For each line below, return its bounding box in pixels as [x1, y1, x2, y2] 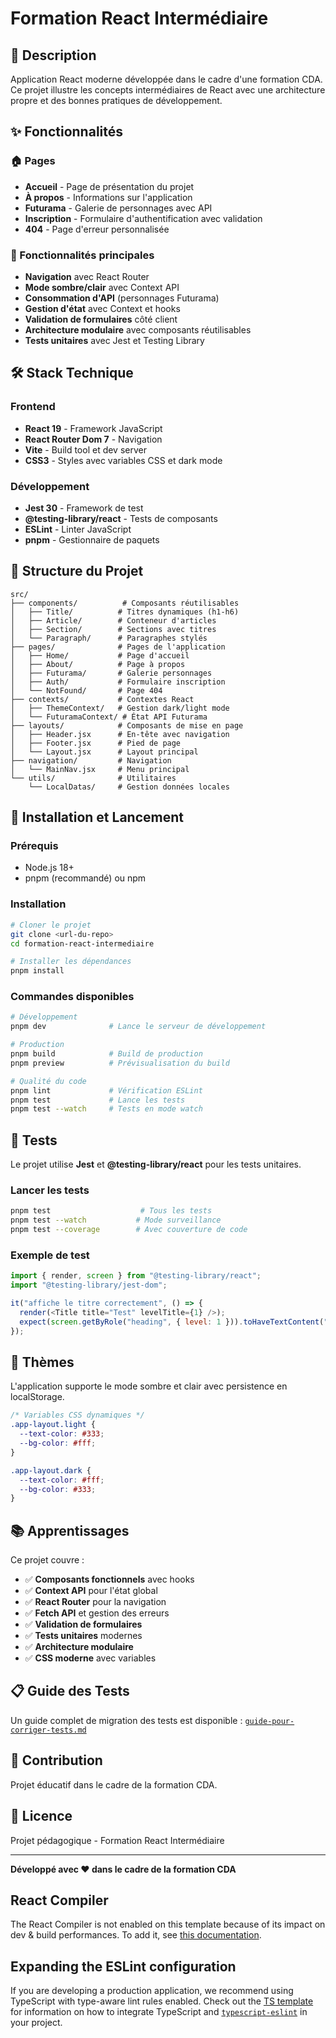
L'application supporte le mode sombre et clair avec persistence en [10, 1380, 288, 1392]
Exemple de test [10, 1248, 90, 1262]
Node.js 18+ [24, 862, 75, 874]
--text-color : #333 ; [19, 1429, 105, 1439]
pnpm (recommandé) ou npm [24, 872, 147, 884]
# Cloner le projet [10, 920, 92, 930]
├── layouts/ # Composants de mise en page [10, 720, 244, 731]
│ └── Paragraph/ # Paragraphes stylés [10, 633, 208, 643]
